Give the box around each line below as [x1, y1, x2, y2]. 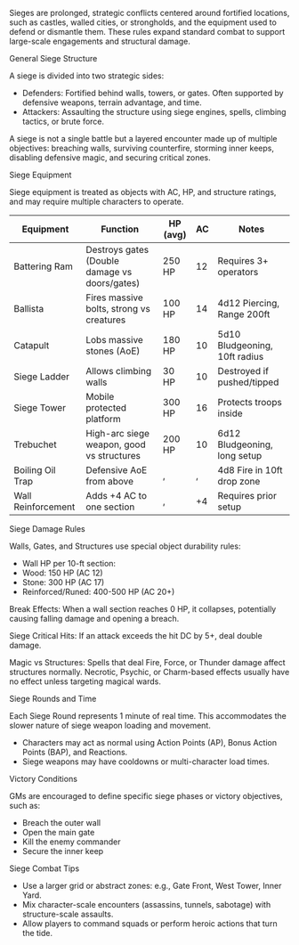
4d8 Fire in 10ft [217, 464, 283, 476]
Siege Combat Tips [9, 863, 80, 874]
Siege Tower [13, 402, 67, 413]
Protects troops [217, 396, 282, 408]
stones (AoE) [85, 345, 141, 357]
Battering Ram [13, 260, 73, 273]
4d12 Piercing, [217, 297, 280, 309]
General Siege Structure [9, 53, 98, 63]
